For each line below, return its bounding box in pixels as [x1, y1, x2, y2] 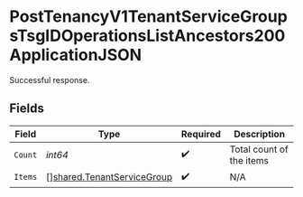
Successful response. [9, 74, 90, 85]
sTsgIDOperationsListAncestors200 [9, 25, 286, 46]
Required [180, 127, 221, 140]
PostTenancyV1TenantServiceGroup [9, 6, 289, 27]
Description [234, 127, 286, 140]
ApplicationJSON [9, 45, 142, 65]
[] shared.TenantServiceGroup [45, 171, 173, 183]
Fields [9, 101, 45, 117]
